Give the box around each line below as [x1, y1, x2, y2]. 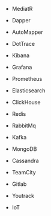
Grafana [11, 63, 32, 71]
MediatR [11, 5, 33, 12]
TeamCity [11, 169, 36, 176]
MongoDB [11, 145, 37, 153]
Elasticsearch [11, 87, 46, 94]
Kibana [11, 52, 30, 59]
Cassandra [11, 157, 39, 164]
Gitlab [11, 180, 27, 188]
